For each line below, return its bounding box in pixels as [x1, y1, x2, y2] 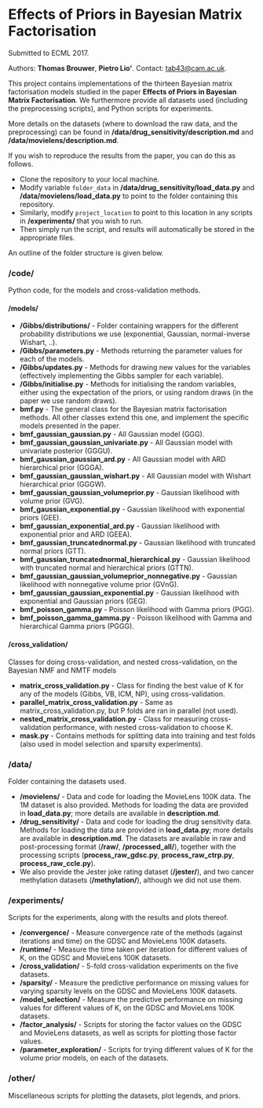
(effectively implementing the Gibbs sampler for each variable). [19, 371, 224, 380]
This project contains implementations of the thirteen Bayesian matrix [8, 79, 233, 88]
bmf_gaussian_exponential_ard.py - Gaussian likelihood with [19, 521, 220, 531]
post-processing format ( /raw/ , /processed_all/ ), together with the [19, 842, 237, 851]
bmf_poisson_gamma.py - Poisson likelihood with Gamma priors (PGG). [19, 605, 254, 615]
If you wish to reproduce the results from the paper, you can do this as [8, 151, 236, 160]
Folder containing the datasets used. [8, 776, 127, 786]
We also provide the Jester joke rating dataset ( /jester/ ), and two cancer [19, 867, 254, 876]
